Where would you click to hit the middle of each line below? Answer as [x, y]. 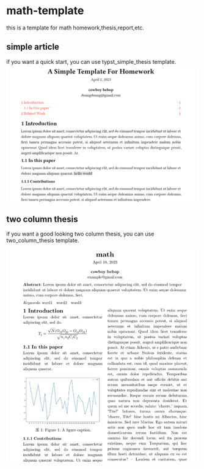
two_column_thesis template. [43, 240]
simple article [33, 47]
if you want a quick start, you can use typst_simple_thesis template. [91, 61]
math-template [45, 11]
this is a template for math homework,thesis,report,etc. [75, 28]
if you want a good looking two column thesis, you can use [80, 234]
